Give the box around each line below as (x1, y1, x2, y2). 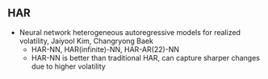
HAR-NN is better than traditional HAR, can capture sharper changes (31, 53, 260, 62)
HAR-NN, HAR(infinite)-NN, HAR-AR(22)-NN (31, 44, 179, 54)
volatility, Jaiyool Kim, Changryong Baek (19, 36, 154, 45)
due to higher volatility (31, 61, 106, 71)
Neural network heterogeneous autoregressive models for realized (19, 27, 241, 37)
